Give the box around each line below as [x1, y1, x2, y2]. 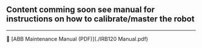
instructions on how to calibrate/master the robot [6, 14, 195, 24]
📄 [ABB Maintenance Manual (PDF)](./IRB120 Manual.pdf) [6, 35, 148, 42]
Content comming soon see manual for [6, 5, 155, 15]
